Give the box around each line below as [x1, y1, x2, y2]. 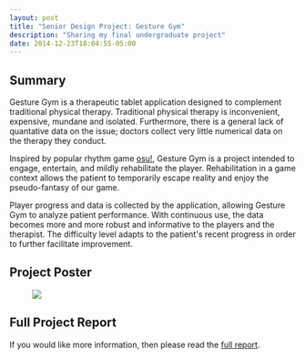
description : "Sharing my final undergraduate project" [9, 30, 226, 39]
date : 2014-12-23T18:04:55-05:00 [9, 38, 137, 48]
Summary [9, 72, 66, 87]
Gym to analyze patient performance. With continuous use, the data [9, 210, 264, 221]
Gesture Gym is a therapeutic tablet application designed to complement [9, 97, 282, 108]
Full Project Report [9, 315, 117, 331]
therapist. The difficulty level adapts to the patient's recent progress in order [9, 229, 296, 240]
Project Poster [9, 265, 93, 281]
